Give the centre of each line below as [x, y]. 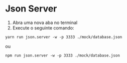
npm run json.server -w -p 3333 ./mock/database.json [63, 55]
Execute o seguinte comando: [43, 27]
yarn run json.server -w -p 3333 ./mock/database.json [64, 37]
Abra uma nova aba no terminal [45, 22]
